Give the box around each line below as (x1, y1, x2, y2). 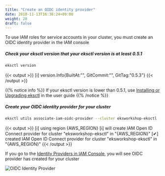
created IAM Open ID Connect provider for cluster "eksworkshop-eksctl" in (5, 136, 157, 142)
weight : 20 (5, 16, 27, 21)
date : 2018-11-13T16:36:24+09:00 (5, 12, 74, 17)
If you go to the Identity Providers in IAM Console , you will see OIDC (5, 151, 143, 156)
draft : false (5, 21, 32, 26)
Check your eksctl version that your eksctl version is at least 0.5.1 (5, 50, 142, 56)
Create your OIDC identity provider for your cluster (5, 103, 111, 109)
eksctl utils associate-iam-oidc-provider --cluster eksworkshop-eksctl (5, 116, 157, 121)
